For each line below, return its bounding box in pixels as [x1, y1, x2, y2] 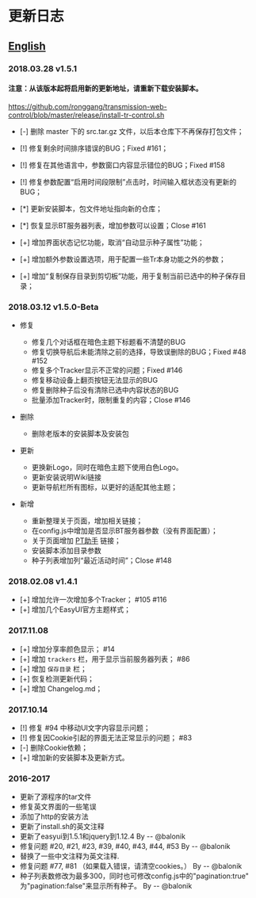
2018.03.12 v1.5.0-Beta [8, 301, 99, 312]
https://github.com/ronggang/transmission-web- [8, 101, 168, 111]
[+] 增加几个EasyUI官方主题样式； [19, 605, 131, 614]
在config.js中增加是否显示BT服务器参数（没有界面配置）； [31, 526, 218, 535]
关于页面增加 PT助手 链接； [31, 536, 121, 545]
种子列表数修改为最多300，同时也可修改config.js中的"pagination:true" [19, 871, 250, 881]
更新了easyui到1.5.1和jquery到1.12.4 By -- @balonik [19, 831, 186, 841]
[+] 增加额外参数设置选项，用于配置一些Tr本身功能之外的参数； [19, 254, 226, 264]
